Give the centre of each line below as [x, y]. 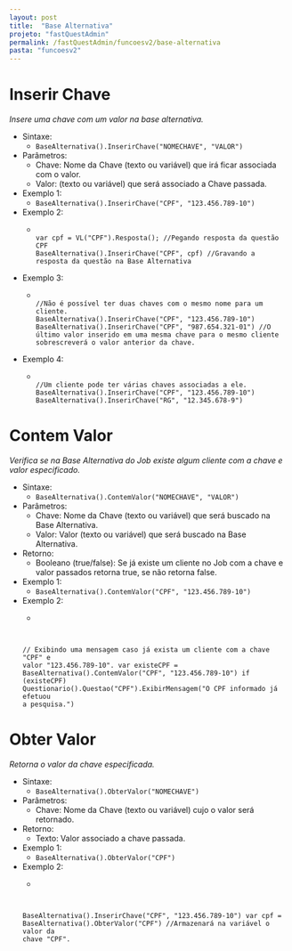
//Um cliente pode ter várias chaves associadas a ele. [141, 385]
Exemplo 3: [43, 278]
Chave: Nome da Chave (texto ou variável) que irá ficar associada [156, 165]
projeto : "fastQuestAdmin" [59, 34]
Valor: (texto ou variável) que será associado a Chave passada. [151, 184]
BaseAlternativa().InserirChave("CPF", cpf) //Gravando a [145, 254]
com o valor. [58, 175]
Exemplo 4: [43, 359]
